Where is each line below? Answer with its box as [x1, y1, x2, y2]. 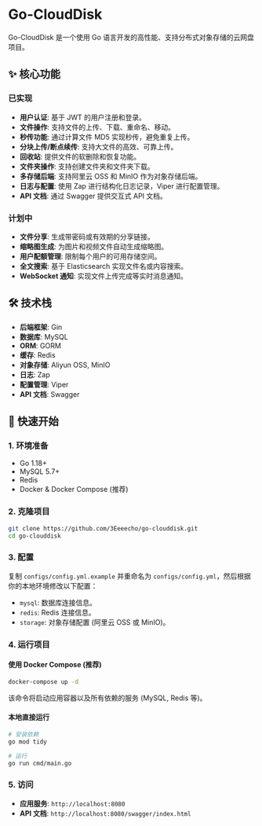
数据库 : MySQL [19, 332, 68, 341]
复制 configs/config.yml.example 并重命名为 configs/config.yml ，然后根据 [8, 571, 251, 581]
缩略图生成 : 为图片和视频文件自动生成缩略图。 [19, 241, 169, 251]
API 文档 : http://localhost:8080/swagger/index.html [19, 808, 191, 818]
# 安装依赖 [8, 730, 39, 738]
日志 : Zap [19, 369, 51, 379]
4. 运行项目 [8, 639, 50, 650]
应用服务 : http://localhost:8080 [19, 798, 126, 808]
